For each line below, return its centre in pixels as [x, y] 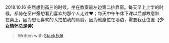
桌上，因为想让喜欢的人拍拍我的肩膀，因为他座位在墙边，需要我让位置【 [84, 20]
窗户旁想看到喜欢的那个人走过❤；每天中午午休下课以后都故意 [91, 13]
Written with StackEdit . [41, 36]
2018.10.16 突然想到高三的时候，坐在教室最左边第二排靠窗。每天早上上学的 [82, 7]
